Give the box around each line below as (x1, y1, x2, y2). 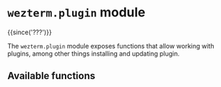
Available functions (7, 70, 96, 82)
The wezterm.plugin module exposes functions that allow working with (7, 41, 215, 50)
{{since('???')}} (7, 28, 52, 36)
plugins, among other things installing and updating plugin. (7, 49, 180, 58)
